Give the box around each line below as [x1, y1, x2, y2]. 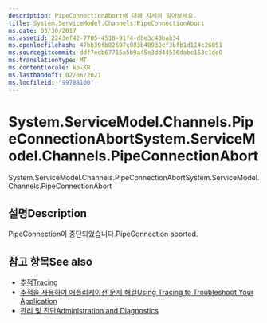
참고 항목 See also [8, 254, 93, 268]
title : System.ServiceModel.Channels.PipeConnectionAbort [8, 19, 205, 27]
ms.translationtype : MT [8, 57, 88, 65]
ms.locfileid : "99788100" [8, 78, 94, 86]
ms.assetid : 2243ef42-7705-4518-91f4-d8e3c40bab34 [8, 33, 180, 42]
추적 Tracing [19, 278, 58, 287]
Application [19, 297, 58, 306]
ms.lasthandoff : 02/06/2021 [8, 71, 102, 79]
